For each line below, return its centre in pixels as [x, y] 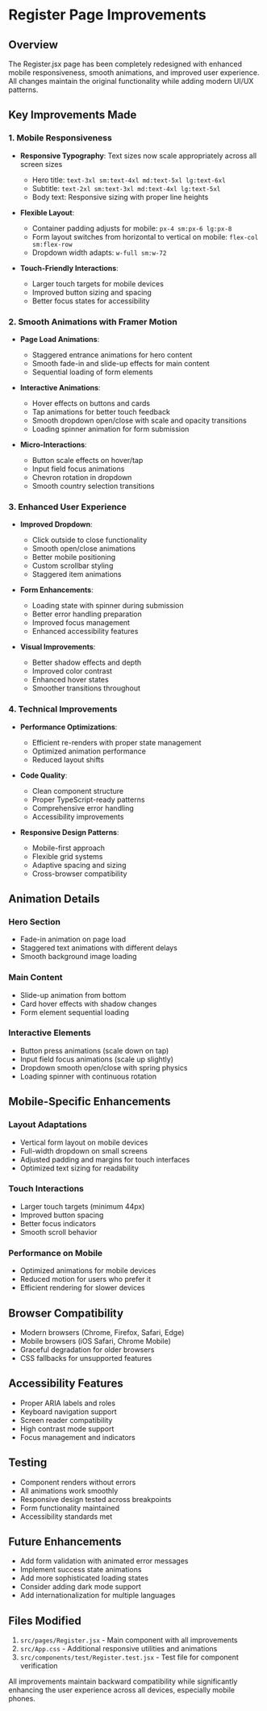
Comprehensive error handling [83, 808]
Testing [28, 1463]
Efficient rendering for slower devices [82, 1287]
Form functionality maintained [69, 1508]
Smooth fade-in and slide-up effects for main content [121, 363]
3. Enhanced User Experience [67, 507]
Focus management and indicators [77, 1437]
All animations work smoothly [69, 1491]
